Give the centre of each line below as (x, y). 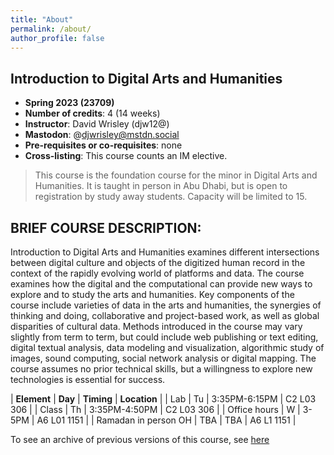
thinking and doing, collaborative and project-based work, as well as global (165, 315)
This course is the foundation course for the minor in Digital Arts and (176, 175)
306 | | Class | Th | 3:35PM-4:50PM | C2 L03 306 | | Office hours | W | (155, 409)
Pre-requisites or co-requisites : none (103, 145)
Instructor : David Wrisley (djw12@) (97, 124)
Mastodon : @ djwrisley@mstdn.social (102, 135)
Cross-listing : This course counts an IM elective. (126, 156)
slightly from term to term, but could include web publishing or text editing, (164, 337)
